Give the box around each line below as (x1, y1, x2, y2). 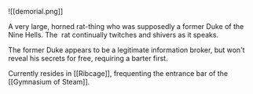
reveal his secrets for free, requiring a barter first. (8, 54, 168, 63)
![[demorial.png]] (8, 7, 64, 16)
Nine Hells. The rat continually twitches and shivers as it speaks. (8, 31, 218, 39)
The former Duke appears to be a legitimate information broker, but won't (8, 45, 245, 54)
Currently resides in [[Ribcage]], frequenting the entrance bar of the (8, 69, 229, 78)
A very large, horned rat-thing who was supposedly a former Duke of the (8, 22, 244, 31)
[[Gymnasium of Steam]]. (8, 78, 90, 86)
